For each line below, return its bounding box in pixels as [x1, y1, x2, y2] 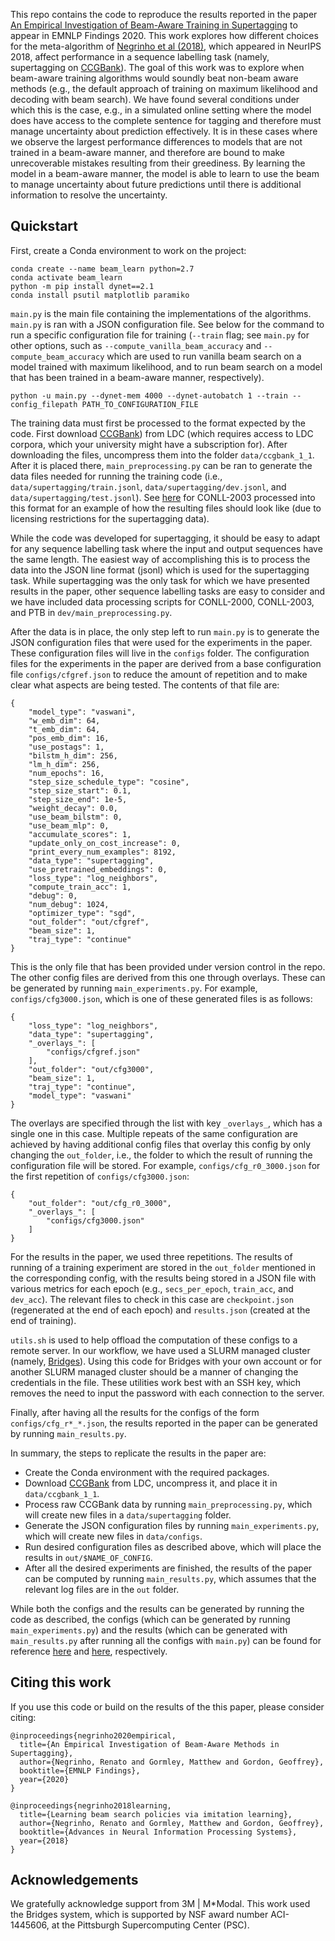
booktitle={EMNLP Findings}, [19, 1765, 141, 1776]
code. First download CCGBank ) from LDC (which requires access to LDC [10, 427, 314, 439]
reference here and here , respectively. [10, 1645, 168, 1657]
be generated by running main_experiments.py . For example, [10, 982, 258, 994]
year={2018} [19, 1835, 70, 1846]
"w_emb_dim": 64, [28, 715, 101, 726]
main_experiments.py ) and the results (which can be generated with [10, 1624, 288, 1636]
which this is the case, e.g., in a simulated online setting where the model [10, 104, 312, 116]
